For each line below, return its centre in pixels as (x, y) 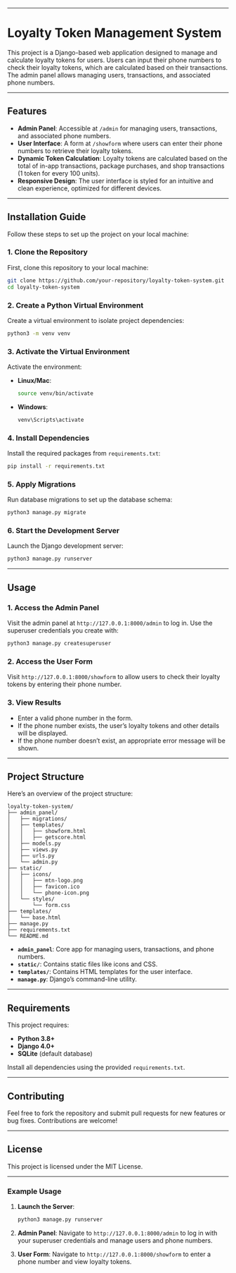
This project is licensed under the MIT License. (75, 1166)
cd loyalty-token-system (44, 287)
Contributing (36, 1096)
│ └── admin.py (33, 862)
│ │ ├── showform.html (47, 832)
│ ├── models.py (34, 843)
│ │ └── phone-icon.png (48, 893)
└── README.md (28, 936)
